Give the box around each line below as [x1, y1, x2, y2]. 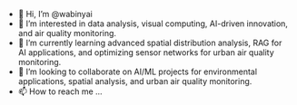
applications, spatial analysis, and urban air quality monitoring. [17, 76, 252, 86]
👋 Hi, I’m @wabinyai [17, 9, 93, 19]
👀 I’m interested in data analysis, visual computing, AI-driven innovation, [17, 18, 289, 29]
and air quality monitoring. [17, 28, 116, 38]
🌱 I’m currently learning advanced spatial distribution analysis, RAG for [17, 37, 282, 48]
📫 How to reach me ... [17, 86, 103, 97]
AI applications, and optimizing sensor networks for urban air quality [17, 47, 274, 58]
